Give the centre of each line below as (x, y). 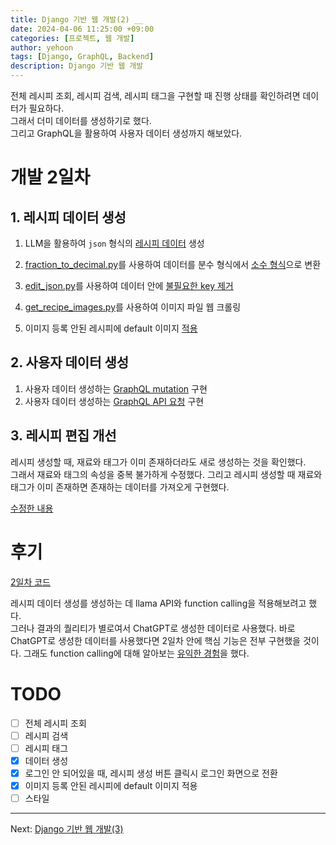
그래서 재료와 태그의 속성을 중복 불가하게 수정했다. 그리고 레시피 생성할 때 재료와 (166, 474)
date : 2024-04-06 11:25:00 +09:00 (82, 29)
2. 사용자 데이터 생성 (70, 362)
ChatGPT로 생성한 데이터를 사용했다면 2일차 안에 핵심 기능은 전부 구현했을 (155, 640)
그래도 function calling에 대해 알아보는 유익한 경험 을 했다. (136, 653)
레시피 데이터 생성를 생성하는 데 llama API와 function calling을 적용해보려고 (158, 603)
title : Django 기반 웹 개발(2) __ (77, 19)
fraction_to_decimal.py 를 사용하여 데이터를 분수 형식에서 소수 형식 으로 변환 (173, 264)
